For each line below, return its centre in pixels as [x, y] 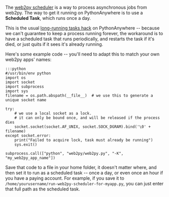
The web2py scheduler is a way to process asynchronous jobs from [76, 7]
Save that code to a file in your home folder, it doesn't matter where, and [81, 167]
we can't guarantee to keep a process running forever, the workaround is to [84, 33]
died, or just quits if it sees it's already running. [54, 44]
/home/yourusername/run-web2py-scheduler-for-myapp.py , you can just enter [84, 184]
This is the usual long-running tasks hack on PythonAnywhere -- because [82, 28]
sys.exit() [26, 145]
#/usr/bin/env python [28, 73]
